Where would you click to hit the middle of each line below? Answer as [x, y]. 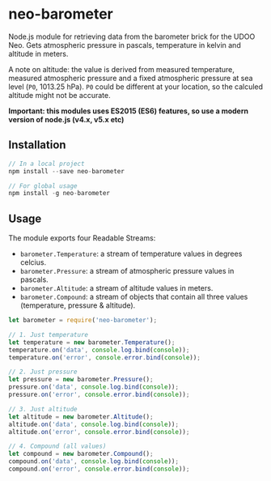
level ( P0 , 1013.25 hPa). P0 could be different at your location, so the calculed [136, 87]
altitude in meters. [38, 53]
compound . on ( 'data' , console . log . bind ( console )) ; [94, 462]
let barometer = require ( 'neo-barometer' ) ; [83, 321]
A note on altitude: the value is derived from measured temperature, [121, 69]
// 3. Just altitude [43, 409]
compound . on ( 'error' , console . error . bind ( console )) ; [99, 469]
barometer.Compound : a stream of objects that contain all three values [134, 297]
